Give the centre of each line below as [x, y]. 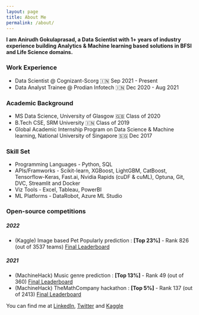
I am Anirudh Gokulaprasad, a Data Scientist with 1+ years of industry [94, 40]
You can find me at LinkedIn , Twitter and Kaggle [65, 306]
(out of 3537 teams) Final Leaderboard [62, 247]
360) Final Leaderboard [44, 282]
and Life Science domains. [40, 52]
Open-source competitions [46, 212]
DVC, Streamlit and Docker [48, 183]
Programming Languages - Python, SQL [64, 165]
